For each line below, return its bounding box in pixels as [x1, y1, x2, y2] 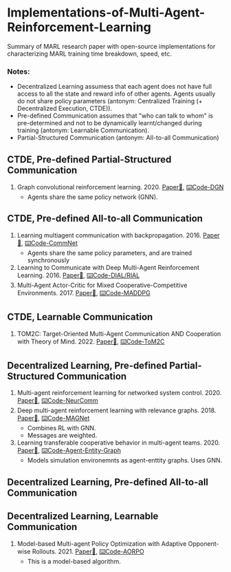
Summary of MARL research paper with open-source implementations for [7, 42, 216, 50]
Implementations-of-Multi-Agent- [7, 5, 206, 21]
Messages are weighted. [27, 432, 98, 440]
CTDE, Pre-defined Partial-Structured [7, 153, 172, 165]
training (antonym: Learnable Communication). [16, 126, 150, 135]
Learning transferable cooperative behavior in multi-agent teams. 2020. [16, 438, 221, 447]
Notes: [7, 67, 30, 76]
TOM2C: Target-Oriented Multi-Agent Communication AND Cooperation [16, 329, 221, 338]
